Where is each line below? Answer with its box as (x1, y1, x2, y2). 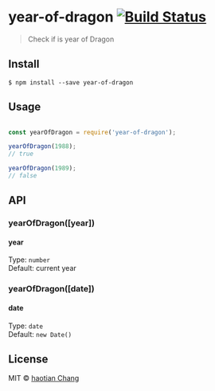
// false (8, 172, 37, 180)
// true (8, 150, 34, 158)
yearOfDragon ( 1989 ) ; (8, 164, 77, 173)
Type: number (8, 255, 50, 264)
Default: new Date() (8, 329, 72, 338)
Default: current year (8, 264, 77, 273)
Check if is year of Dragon (27, 34, 115, 44)
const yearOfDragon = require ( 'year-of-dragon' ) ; (8, 128, 177, 136)
